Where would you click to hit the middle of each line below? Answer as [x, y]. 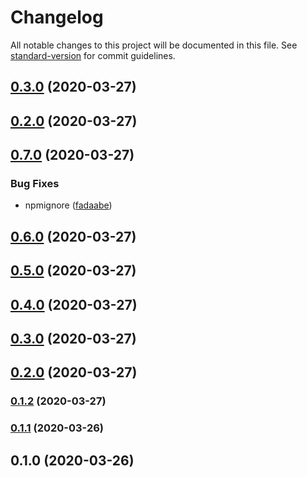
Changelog [57, 17]
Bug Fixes [35, 184]
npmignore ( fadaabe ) [68, 205]
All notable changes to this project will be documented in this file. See [154, 45]
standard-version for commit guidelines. [93, 55]
